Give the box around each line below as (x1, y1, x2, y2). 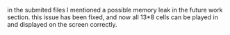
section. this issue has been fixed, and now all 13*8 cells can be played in (7, 13, 219, 21)
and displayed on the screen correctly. (7, 21, 117, 28)
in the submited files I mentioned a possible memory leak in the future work (7, 6, 224, 14)
